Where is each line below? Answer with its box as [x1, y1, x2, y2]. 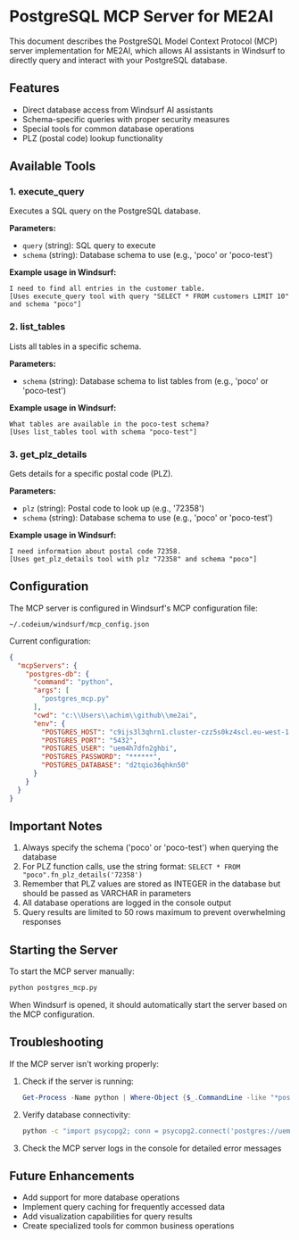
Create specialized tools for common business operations [21, 1220, 235, 1231]
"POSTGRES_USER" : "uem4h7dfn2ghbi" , [41, 744, 178, 753]
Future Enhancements [9, 1169, 136, 1184]
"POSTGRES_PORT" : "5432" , [41, 736, 138, 745]
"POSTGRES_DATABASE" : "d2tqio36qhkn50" [41, 761, 190, 770]
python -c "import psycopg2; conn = [21, 1127, 159, 1136]
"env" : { [32, 719, 66, 728]
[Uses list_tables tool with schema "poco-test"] [9, 427, 198, 437]
